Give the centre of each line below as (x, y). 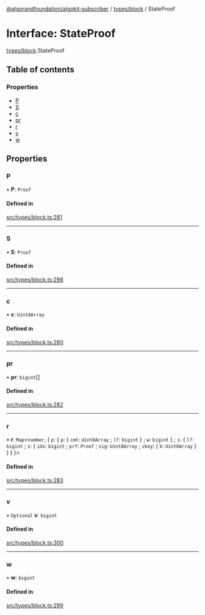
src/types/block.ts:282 (35, 405)
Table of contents (40, 70)
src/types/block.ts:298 (35, 280)
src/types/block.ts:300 (35, 543)
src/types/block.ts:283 (35, 480)
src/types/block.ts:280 (35, 342)
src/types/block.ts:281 (34, 217)
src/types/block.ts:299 (35, 605)
